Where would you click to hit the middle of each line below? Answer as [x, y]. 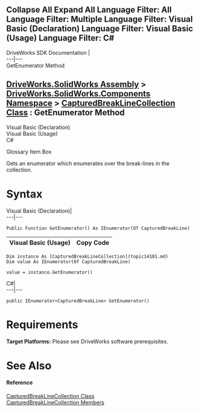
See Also [29, 365]
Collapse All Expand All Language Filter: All [89, 10]
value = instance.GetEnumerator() [50, 272]
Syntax [24, 194]
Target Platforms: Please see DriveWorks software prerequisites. [87, 341]
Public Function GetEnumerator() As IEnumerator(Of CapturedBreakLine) [98, 228]
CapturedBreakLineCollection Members [55, 402]
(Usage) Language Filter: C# [60, 38]
